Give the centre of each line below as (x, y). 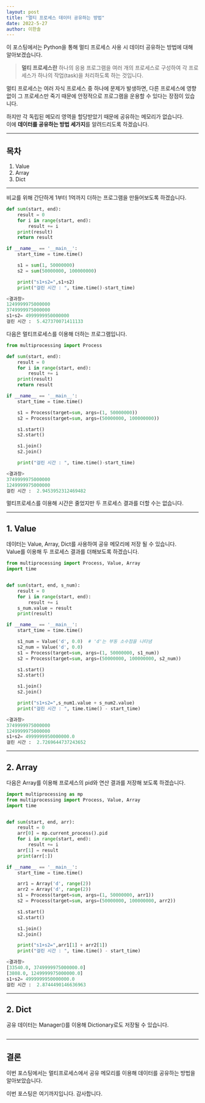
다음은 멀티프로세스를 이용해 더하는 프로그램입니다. (67, 334)
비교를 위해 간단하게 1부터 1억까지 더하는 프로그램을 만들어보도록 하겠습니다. (96, 198)
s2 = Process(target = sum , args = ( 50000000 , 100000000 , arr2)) (96, 901)
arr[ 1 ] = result (38, 850)
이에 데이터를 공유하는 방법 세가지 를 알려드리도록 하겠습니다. (78, 124)
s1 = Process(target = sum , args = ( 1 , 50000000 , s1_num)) (88, 653)
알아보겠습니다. (24, 55)
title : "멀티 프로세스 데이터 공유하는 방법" (56, 18)
